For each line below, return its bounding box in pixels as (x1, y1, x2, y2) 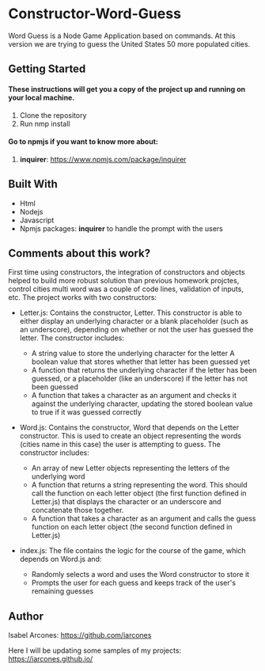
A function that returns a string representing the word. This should (31, 480, 248, 490)
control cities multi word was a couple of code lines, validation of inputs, (8, 284, 244, 294)
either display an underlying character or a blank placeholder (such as (19, 317, 249, 326)
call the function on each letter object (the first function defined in (31, 488, 247, 499)
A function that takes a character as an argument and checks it (31, 391, 237, 400)
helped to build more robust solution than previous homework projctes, (8, 276, 240, 286)
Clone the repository (19, 110, 87, 119)
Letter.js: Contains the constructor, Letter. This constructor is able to (19, 308, 243, 317)
